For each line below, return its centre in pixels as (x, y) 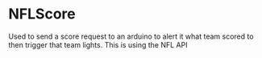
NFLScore (42, 14)
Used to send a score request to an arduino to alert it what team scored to (131, 36)
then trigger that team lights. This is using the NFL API (98, 44)
